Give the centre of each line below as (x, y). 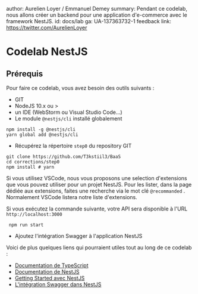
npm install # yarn (30, 167)
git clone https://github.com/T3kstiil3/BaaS (63, 157)
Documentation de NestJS (47, 272)
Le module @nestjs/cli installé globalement (68, 118)
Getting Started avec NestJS (50, 278)
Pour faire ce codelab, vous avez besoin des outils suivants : (80, 88)
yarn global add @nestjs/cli (42, 135)
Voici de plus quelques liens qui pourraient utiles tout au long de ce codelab (99, 247)
